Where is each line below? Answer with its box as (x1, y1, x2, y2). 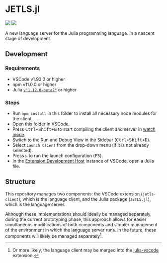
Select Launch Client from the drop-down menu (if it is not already (12, 142, 149, 148)
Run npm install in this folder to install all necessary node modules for (12, 110, 157, 116)
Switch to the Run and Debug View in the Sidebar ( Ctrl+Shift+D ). (12, 137, 151, 143)
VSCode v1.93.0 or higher (12, 76, 66, 82)
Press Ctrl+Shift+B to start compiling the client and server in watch (12, 126, 156, 132)
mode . (12, 131, 26, 137)
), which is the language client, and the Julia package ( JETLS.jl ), (18, 196, 151, 202)
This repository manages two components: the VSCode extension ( (5, 190, 143, 197)
